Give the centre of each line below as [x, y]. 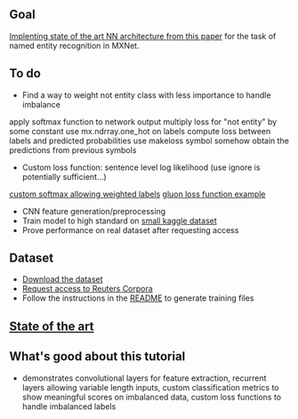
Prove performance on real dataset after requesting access [130, 230]
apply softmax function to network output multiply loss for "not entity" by [143, 121]
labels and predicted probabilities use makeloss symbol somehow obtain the [149, 141]
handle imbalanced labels [69, 406]
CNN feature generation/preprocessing [94, 211]
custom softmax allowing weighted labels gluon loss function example [137, 194]
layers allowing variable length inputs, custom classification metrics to [150, 387]
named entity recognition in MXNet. [74, 45]
